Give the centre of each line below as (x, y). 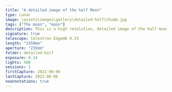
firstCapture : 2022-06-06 (33, 72)
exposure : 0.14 (21, 57)
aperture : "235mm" (25, 48)
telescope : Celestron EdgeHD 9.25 (42, 39)
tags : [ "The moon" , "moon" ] (35, 24)
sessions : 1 (18, 67)
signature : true (23, 34)
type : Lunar (18, 15)
